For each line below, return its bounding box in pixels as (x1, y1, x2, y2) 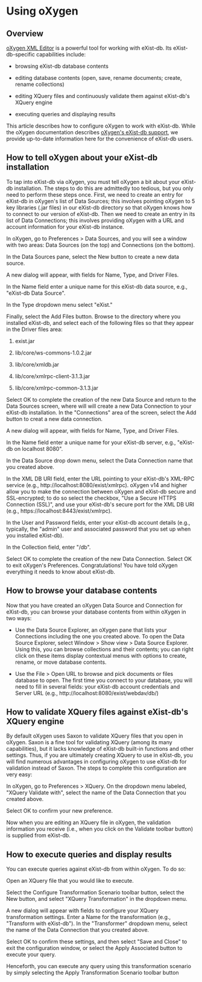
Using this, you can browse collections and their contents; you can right (14, 646, 194, 653)
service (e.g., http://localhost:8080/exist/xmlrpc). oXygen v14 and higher (6, 481, 188, 488)
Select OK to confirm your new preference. (6, 807, 113, 814)
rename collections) (14, 80, 65, 88)
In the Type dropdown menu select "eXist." (6, 301, 113, 308)
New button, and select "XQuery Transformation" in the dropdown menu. (6, 895, 188, 903)
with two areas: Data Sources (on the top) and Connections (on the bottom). (6, 241, 195, 249)
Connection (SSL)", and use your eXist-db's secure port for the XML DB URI (6, 500, 195, 508)
